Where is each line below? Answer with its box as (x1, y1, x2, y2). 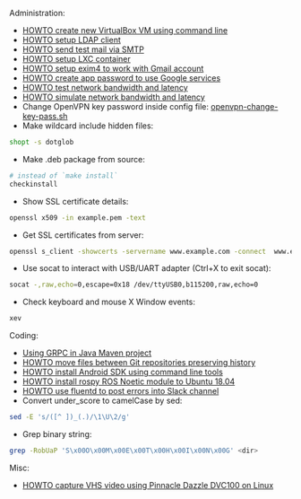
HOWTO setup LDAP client (21, 35, 121, 45)
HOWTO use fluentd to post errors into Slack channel (21, 386, 219, 397)
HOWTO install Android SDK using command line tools (21, 367, 224, 378)
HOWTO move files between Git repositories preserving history (21, 357, 256, 368)
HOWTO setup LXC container (21, 54, 132, 64)
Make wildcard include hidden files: (21, 120, 154, 131)
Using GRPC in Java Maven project (21, 347, 152, 358)
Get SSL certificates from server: (21, 229, 144, 241)
